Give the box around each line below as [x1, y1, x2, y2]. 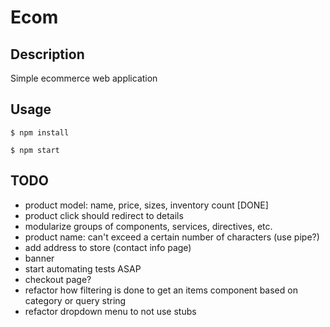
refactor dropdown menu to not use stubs [24, 305, 197, 317]
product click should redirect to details [24, 209, 184, 221]
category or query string [24, 294, 127, 306]
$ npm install [10, 127, 70, 138]
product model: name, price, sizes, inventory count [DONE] [24, 199, 269, 211]
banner [24, 252, 55, 264]
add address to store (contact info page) [24, 241, 192, 253]
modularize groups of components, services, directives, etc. [24, 220, 273, 232]
